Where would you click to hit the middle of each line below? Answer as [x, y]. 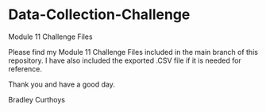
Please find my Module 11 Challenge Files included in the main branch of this [133, 52]
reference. [25, 68]
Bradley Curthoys [37, 99]
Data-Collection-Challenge [99, 15]
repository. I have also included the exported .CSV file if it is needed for [125, 60]
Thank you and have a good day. [62, 84]
